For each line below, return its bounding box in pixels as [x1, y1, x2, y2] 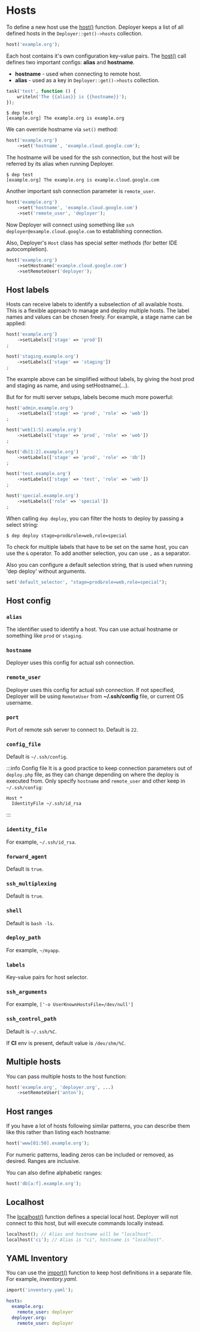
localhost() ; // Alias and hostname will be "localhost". [6, 1231, 154, 1237]
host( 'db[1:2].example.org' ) [6, 449, 79, 455]
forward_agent [6, 853, 47, 860]
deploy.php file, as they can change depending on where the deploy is [6, 771, 180, 778]
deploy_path [6, 934, 41, 941]
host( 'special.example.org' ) [6, 493, 79, 499]
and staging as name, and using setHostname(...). [6, 382, 129, 389]
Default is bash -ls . [6, 919, 54, 926]
